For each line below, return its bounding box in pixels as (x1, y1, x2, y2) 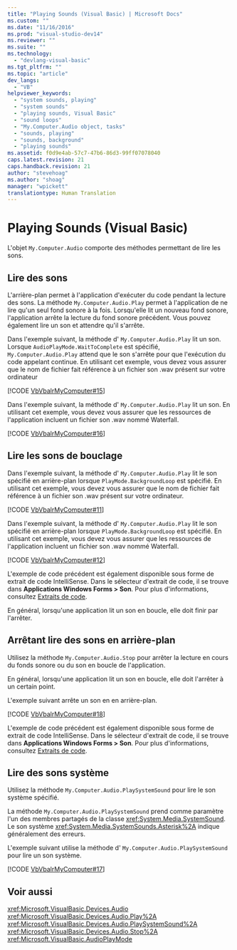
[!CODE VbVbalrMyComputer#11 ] (7, 505, 105, 514)
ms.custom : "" (7, 17, 50, 24)
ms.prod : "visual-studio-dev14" (7, 30, 103, 38)
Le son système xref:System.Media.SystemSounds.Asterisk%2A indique (7, 822, 220, 831)
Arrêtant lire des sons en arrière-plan (7, 634, 176, 646)
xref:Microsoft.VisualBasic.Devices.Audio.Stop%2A (7, 927, 158, 936)
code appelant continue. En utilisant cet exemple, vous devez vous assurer (7, 358, 226, 366)
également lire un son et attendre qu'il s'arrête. (7, 321, 145, 329)
